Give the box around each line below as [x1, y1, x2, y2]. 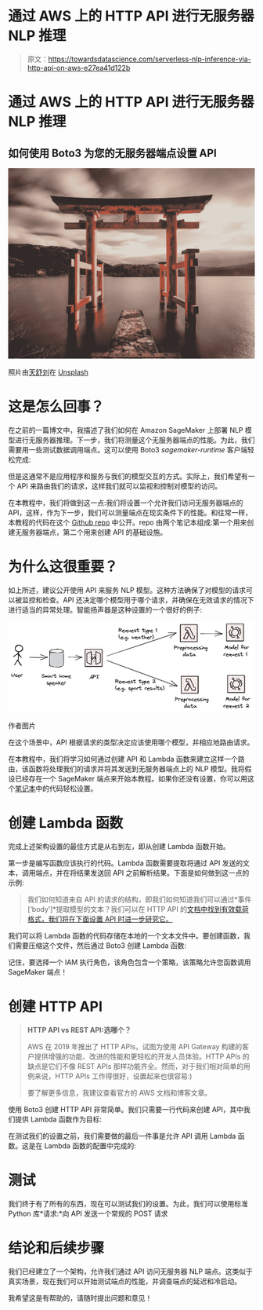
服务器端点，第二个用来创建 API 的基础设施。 [21, 528, 168, 537]
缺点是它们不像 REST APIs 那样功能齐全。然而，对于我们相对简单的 [27, 1061, 244, 1070]
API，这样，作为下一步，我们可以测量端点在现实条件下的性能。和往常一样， [8, 508, 253, 518]
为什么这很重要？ [8, 558, 119, 576]
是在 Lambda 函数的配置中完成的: [28, 1140, 136, 1151]
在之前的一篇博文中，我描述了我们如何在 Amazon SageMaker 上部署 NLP [8, 426, 244, 435]
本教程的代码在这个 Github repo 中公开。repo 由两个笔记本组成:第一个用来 [8, 518, 247, 527]
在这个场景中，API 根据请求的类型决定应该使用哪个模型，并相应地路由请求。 [8, 737, 254, 747]
